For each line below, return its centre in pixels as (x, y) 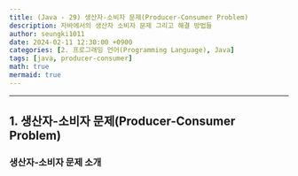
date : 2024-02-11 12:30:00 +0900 (71, 42)
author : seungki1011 (47, 34)
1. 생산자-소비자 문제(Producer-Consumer (122, 122)
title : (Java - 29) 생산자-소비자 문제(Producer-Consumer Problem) (129, 17)
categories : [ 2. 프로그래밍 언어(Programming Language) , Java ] (122, 50)
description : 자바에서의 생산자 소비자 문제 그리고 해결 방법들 (111, 26)
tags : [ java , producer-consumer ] (71, 58)
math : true (29, 67)
